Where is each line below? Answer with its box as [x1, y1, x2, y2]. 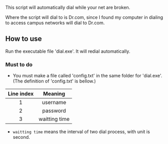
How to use [5, 34, 42, 43]
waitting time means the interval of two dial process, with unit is [12, 129, 150, 135]
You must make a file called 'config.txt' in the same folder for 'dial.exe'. [12, 73, 162, 79]
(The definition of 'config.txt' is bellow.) [12, 78, 96, 84]
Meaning [43, 90, 66, 97]
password [42, 107, 67, 114]
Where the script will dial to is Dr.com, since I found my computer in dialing [5, 14, 163, 20]
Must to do [5, 61, 33, 68]
